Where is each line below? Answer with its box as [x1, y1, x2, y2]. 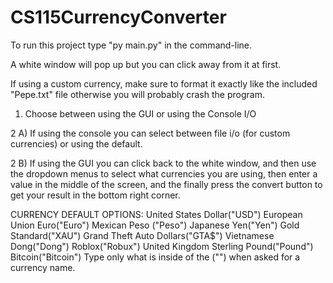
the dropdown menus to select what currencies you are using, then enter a [10, 167, 318, 180]
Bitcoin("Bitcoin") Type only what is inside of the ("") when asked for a [10, 251, 301, 263]
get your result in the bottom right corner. [10, 189, 181, 201]
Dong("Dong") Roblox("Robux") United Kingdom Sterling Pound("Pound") [10, 240, 314, 252]
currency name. [10, 261, 76, 273]
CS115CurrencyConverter [10, 6, 227, 29]
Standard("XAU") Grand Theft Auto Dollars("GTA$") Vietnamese [10, 229, 275, 241]
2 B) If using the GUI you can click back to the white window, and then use [10, 157, 317, 169]
